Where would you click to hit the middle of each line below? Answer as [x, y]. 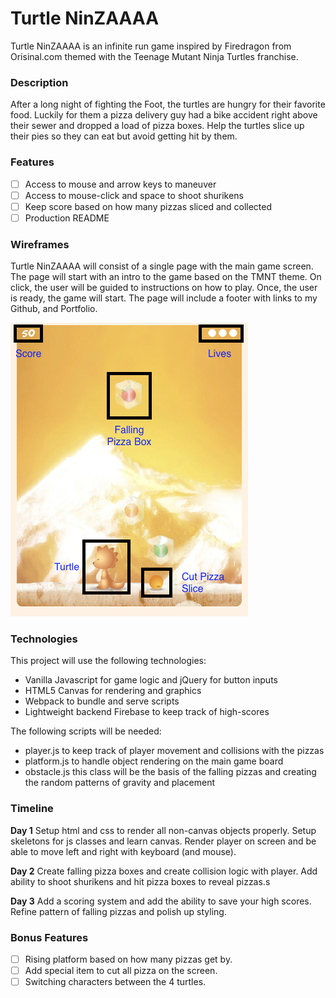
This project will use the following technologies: [108, 661]
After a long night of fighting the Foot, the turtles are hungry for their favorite [168, 104]
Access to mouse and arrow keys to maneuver [120, 184]
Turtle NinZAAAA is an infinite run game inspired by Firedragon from [151, 46]
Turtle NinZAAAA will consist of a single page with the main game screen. [162, 266]
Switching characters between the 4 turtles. [115, 982]
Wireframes [40, 244]
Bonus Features [49, 937]
